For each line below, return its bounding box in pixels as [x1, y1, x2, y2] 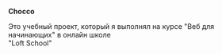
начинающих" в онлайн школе [8, 31, 111, 39]
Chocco [8, 7, 35, 16]
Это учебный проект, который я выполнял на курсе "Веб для [8, 22, 215, 31]
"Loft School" [8, 38, 53, 48]
